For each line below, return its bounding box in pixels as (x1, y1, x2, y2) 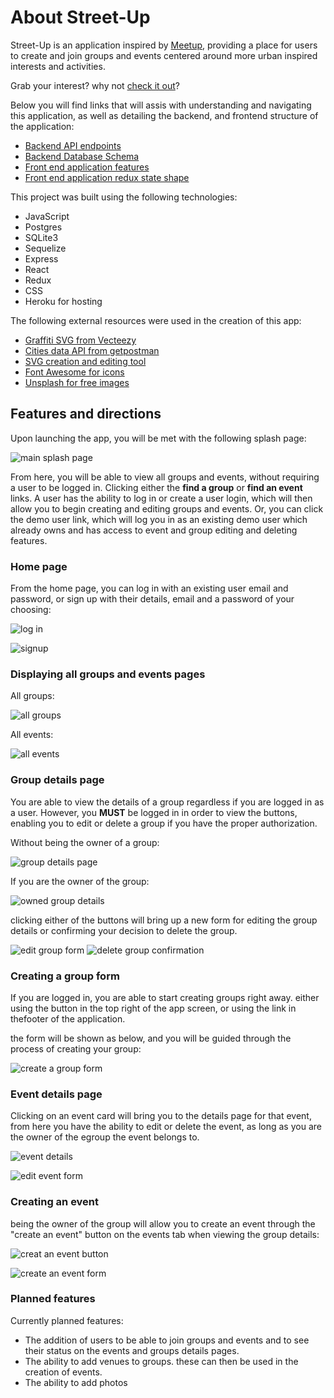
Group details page (10, 773, 105, 787)
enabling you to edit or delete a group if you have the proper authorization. (10, 817, 318, 829)
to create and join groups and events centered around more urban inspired (10, 49, 318, 61)
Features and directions (10, 406, 162, 423)
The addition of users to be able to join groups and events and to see (24, 1334, 310, 1346)
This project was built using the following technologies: (10, 191, 238, 203)
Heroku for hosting (24, 295, 103, 307)
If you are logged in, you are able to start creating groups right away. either (10, 991, 320, 1003)
